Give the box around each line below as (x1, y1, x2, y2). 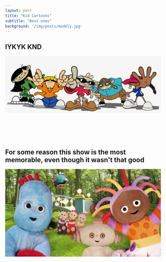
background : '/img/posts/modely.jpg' (5, 24, 83, 29)
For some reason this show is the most (5, 148, 126, 156)
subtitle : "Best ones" (5, 18, 52, 23)
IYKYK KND (5, 43, 42, 51)
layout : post (5, 8, 32, 13)
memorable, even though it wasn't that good (5, 156, 145, 164)
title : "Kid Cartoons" (5, 13, 52, 18)
